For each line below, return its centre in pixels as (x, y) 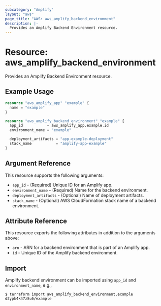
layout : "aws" (20, 14)
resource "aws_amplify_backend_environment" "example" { (65, 121)
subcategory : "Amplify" (30, 10)
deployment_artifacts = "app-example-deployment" (61, 139)
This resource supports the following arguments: (54, 175)
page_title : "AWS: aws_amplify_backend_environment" (60, 19)
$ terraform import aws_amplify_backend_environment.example (69, 294)
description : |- (22, 23)
